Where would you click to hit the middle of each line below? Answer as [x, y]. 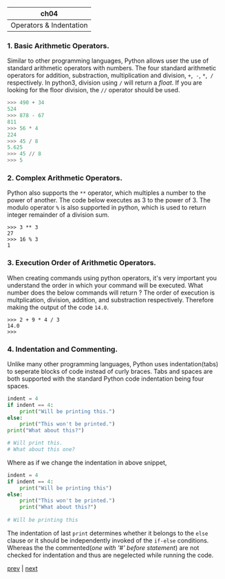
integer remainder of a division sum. [58, 215]
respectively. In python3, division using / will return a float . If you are [105, 83]
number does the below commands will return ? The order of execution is [111, 293]
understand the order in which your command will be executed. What [105, 285]
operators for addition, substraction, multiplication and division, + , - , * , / [110, 76]
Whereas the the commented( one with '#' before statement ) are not [103, 547]
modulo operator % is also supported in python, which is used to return [107, 208]
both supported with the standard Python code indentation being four [106, 379]
